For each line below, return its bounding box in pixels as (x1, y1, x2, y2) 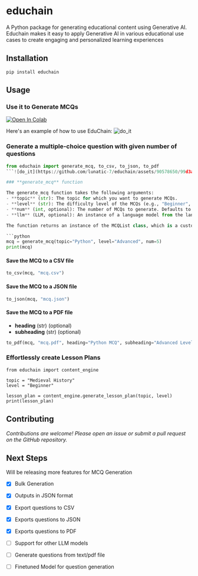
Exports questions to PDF (14, 528, 77, 535)
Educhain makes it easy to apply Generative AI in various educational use (6, 30, 184, 37)
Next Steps (6, 453, 48, 463)
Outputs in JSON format (14, 492, 74, 499)
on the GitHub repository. (6, 436, 68, 443)
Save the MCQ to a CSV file (6, 257, 74, 264)
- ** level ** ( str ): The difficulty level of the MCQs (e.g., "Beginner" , (6, 201, 192, 207)
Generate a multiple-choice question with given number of (6, 142, 177, 151)
